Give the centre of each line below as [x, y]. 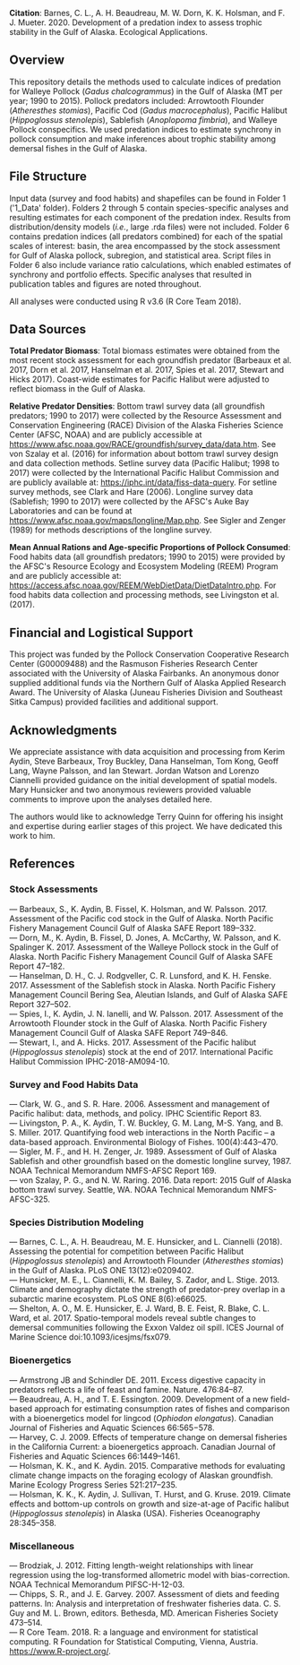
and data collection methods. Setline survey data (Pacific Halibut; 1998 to [145, 463]
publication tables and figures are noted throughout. [105, 284]
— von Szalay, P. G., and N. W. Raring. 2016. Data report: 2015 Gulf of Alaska [150, 1180]
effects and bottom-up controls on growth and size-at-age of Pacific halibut [149, 1504]
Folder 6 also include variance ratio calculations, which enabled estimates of [150, 264]
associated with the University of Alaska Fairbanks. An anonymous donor [144, 673]
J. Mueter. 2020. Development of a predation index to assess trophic [136, 22]
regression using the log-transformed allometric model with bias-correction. [150, 1574]
